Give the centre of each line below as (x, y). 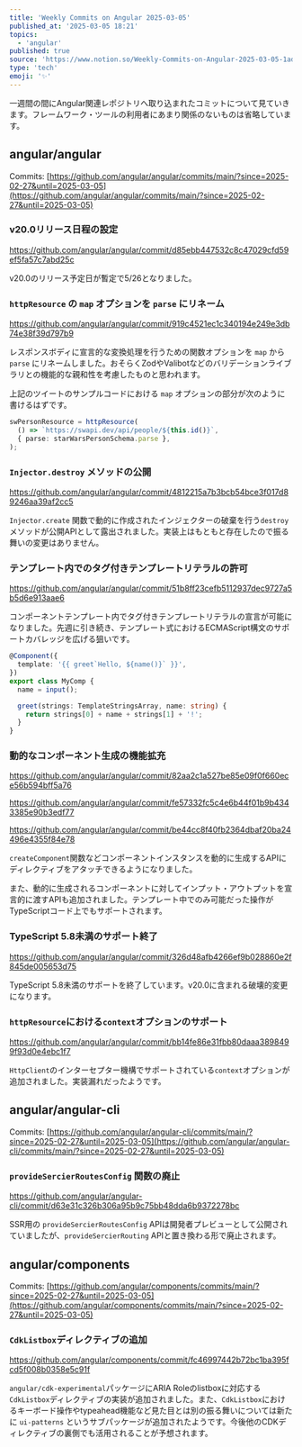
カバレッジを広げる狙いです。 (80, 639)
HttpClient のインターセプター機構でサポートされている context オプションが (150, 1070)
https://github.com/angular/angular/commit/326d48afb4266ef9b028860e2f (151, 956)
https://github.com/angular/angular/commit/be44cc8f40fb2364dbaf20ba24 (151, 830)
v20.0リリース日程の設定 (64, 230)
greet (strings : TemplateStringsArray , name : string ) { (122, 706)
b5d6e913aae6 (37, 598)
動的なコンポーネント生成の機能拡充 (88, 755)
